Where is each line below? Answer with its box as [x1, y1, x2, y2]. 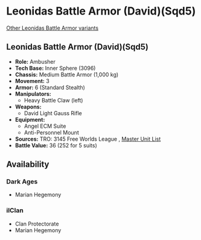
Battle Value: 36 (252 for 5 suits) [14, 141, 98, 149]
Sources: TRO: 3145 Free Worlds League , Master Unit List [14, 135, 161, 142]
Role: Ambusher [14, 58, 56, 65]
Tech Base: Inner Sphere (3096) [14, 64, 96, 72]
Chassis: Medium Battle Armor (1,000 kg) [14, 71, 119, 78]
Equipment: [14, 116, 45, 123]
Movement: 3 [14, 77, 49, 84]
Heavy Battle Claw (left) [24, 96, 83, 104]
